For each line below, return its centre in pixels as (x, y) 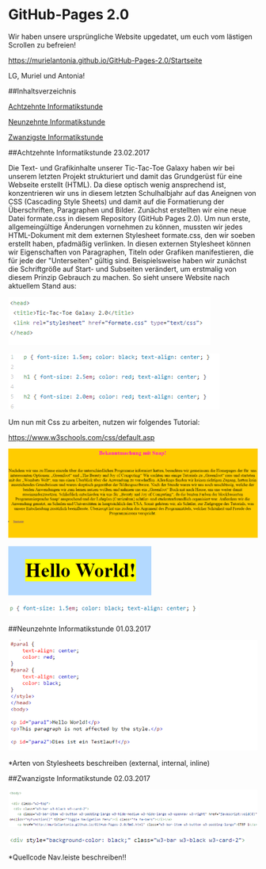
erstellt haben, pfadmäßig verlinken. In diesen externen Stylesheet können (129, 243)
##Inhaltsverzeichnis (42, 91)
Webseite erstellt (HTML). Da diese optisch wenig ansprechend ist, (117, 185)
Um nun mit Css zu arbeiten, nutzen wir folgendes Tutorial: (104, 422)
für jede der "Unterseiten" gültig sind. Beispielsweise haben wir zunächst (127, 260)
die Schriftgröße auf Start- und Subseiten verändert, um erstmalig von (123, 269)
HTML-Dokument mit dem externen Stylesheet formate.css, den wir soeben (132, 235)
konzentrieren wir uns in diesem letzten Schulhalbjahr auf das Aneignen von (132, 193)
